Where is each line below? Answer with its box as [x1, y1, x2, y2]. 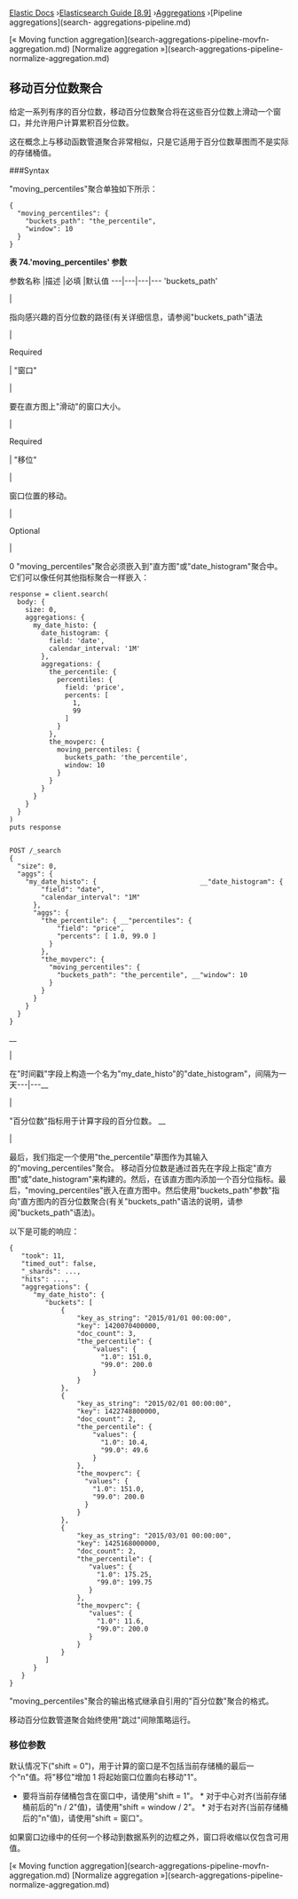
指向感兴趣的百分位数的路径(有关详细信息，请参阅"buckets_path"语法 [9, 311, 263, 322]
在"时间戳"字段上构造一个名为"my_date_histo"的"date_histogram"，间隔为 [9, 1068, 279, 1078]
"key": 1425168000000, [76, 1538, 161, 1548]
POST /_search [9, 846, 62, 855]
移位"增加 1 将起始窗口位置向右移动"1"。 [55, 1772, 202, 1783]
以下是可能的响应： [9, 1226, 80, 1236]
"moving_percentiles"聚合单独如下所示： [9, 183, 158, 194]
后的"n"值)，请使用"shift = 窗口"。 [21, 1813, 148, 1824]
